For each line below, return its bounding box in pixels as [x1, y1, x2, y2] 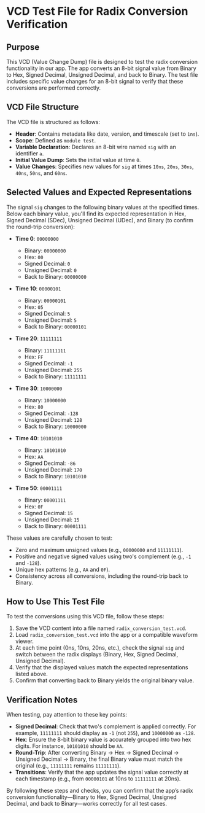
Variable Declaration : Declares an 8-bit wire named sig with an [15, 143, 176, 150]
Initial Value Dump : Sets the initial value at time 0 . [15, 156, 141, 163]
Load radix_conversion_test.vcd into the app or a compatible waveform [15, 631, 198, 639]
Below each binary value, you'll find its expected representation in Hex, [6, 210, 186, 217]
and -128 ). [15, 559, 42, 566]
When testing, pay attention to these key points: [6, 711, 128, 718]
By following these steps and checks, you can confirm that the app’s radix [6, 787, 193, 795]
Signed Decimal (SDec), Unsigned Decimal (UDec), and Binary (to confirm [6, 216, 193, 224]
